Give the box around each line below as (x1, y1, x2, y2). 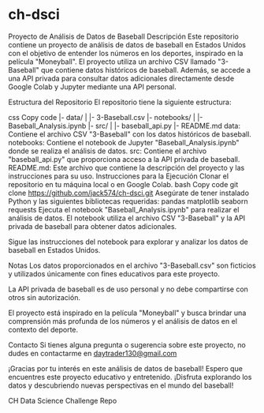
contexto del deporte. (8, 325, 79, 334)
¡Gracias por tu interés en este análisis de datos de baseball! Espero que (8, 363, 243, 373)
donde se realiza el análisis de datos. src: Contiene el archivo (8, 146, 207, 156)
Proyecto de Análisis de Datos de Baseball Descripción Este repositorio (8, 32, 239, 41)
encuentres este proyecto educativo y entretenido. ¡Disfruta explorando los (8, 372, 252, 381)
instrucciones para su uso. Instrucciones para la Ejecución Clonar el (8, 171, 229, 181)
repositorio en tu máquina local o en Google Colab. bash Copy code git (8, 179, 239, 189)
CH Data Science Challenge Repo (8, 396, 117, 405)
